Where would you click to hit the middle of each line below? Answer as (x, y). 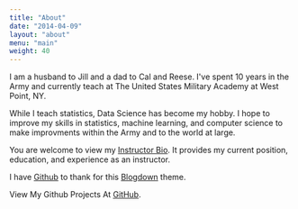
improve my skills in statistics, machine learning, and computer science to (146, 123)
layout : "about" (40, 34)
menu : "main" (34, 43)
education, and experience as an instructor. (90, 159)
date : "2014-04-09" (46, 26)
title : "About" (38, 18)
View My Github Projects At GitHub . (75, 195)
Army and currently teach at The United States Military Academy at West (144, 86)
